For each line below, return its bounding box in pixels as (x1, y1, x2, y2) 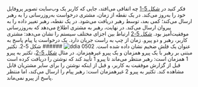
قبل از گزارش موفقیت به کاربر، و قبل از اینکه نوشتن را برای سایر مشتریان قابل (7, 62, 181, 69)
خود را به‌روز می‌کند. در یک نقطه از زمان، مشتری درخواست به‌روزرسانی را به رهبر (7, 11, 186, 18)
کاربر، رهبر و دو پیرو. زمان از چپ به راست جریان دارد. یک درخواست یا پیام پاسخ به (7, 37, 188, 43)
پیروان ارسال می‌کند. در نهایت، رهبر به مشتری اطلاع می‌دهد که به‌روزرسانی (7, 24, 171, 31)
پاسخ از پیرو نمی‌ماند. (7, 74, 53, 81)
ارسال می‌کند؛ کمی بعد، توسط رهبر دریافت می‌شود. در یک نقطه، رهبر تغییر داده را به (7, 18, 193, 24)
